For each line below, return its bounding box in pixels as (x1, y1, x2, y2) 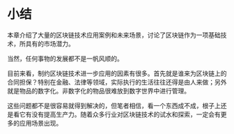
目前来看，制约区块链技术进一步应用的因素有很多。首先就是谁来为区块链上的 (7, 69, 227, 77)
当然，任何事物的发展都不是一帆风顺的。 (7, 54, 123, 63)
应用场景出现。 (19, 119, 63, 127)
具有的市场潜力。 (25, 39, 75, 47)
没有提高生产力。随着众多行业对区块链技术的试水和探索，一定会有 (31, 110, 221, 119)
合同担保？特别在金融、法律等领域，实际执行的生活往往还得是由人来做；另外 (7, 77, 227, 86)
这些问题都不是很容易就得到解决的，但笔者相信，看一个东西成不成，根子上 (7, 101, 221, 110)
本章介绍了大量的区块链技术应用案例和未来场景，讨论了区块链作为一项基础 (7, 31, 221, 39)
